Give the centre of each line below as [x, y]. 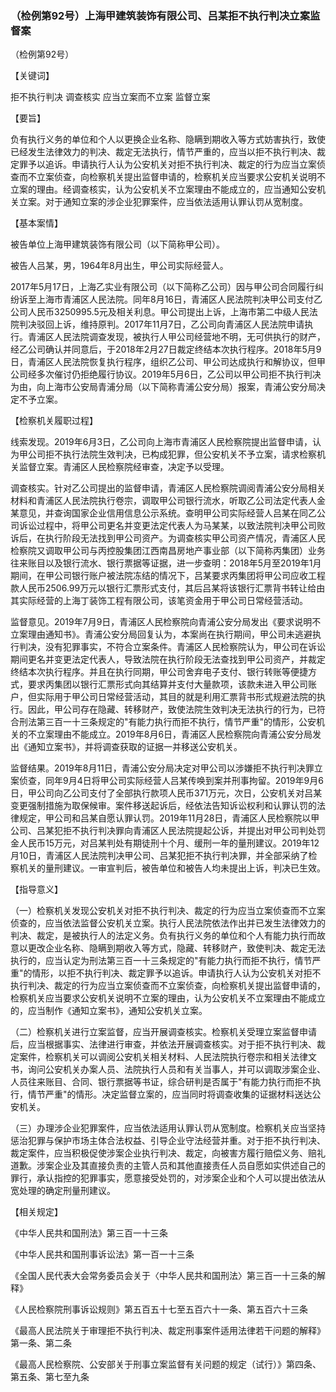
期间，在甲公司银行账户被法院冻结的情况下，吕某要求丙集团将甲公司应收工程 [168, 576]
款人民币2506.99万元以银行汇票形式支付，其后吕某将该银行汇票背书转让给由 [168, 588]
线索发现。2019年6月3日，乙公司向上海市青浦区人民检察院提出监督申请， [161, 442]
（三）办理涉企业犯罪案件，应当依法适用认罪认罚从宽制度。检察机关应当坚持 [168, 1128]
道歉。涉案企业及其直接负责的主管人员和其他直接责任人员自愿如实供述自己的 [168, 1166]
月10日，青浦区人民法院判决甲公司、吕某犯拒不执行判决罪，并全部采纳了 [159, 856]
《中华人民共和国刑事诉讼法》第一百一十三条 [102, 1254]
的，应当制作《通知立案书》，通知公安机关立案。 [109, 1011]
